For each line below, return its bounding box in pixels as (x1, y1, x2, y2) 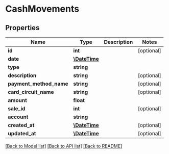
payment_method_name (8, 80, 68, 87)
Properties (5, 23, 40, 32)
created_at (8, 122, 35, 129)
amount (8, 97, 27, 104)
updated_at (8, 130, 36, 137)
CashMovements (5, 3, 80, 15)
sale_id (8, 105, 26, 112)
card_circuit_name (8, 89, 54, 95)
